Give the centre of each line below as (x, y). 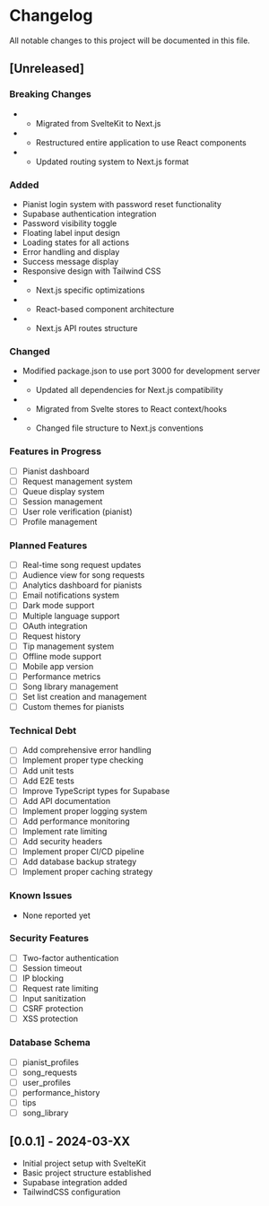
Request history (51, 636)
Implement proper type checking (82, 760)
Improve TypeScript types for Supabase (96, 791)
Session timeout (52, 968)
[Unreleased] (47, 69)
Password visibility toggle (69, 223)
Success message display (70, 261)
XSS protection (50, 1018)
